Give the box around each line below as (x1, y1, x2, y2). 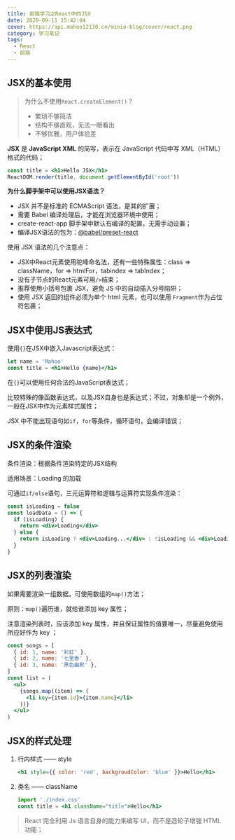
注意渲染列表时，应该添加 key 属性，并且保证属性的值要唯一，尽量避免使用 (7, 619, 223, 628)
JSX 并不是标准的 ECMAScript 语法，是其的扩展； (17, 202, 162, 210)
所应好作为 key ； (7, 628, 58, 636)
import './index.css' (17, 796, 80, 803)
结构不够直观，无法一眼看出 (34, 121, 115, 129)
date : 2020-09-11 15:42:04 (7, 17, 86, 24)
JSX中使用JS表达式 (7, 324, 92, 336)
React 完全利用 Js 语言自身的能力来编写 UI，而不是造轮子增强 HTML (24, 816, 222, 825)
